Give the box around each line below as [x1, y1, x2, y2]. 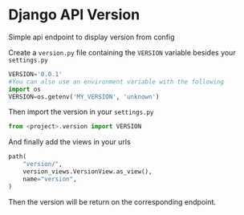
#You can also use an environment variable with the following [8, 78, 225, 86]
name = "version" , [22, 175, 78, 183]
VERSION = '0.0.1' [8, 70, 63, 78]
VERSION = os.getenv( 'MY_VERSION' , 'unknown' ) [8, 92, 160, 101]
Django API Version [8, 6, 140, 24]
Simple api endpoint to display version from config [8, 32, 175, 42]
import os [8, 85, 42, 93]
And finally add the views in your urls [8, 137, 131, 147]
